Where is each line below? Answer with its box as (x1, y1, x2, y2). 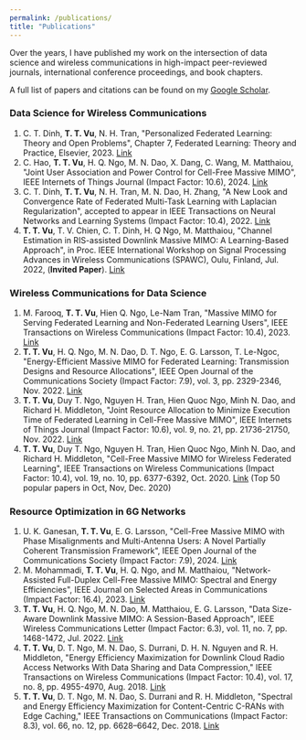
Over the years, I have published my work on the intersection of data (9, 47, 268, 58)
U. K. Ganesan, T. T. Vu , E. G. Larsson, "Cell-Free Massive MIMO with (22, 526, 285, 537)
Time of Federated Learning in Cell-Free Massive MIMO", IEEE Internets (22, 414, 292, 425)
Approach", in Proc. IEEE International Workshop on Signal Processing (22, 244, 287, 255)
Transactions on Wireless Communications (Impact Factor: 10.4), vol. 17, (22, 671, 294, 682)
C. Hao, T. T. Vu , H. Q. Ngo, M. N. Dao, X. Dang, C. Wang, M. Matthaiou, (22, 156, 294, 167)
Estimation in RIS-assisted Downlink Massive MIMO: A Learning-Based (22, 234, 290, 245)
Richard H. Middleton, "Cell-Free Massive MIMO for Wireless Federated (22, 454, 292, 465)
